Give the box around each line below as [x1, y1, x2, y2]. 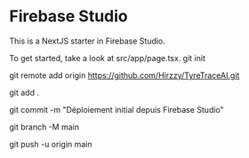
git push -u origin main [9, 138, 92, 149]
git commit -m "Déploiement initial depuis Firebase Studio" [9, 104, 224, 115]
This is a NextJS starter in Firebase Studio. [9, 36, 166, 46]
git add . [9, 87, 40, 98]
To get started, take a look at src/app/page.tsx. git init [9, 52, 206, 63]
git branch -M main [9, 122, 80, 132]
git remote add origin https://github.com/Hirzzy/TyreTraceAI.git [9, 69, 240, 81]
